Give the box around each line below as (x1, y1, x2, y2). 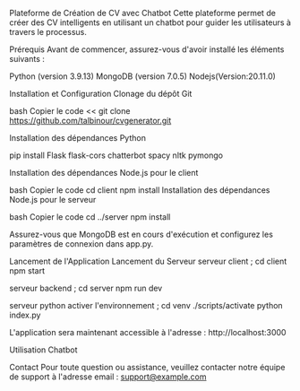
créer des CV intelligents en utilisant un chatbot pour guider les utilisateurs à (9, 17, 291, 28)
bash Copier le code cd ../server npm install (9, 212, 171, 222)
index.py (9, 309, 41, 320)
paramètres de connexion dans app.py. (9, 239, 154, 249)
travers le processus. (9, 27, 87, 37)
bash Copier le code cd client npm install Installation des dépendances (9, 185, 270, 195)
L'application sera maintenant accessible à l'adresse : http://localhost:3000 (9, 327, 287, 337)
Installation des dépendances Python (9, 133, 146, 143)
